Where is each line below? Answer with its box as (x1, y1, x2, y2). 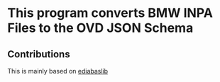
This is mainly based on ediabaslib (7, 67, 109, 75)
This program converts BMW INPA (7, 5, 213, 21)
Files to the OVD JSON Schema (7, 20, 194, 36)
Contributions (7, 48, 70, 60)
